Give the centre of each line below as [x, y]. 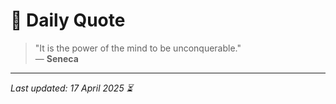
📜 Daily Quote [68, 20]
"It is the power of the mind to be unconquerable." [138, 48]
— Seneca [56, 58]
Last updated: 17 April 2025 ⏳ [71, 88]
